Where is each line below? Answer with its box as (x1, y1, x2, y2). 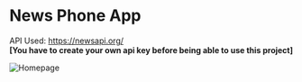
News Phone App (9, 5, 142, 26)
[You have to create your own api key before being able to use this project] (9, 44, 294, 55)
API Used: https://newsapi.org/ (9, 35, 124, 46)
